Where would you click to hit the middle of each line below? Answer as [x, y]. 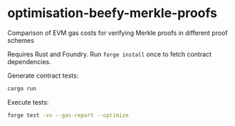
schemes [21, 40]
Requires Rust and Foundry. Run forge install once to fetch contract [110, 54]
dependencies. [29, 61]
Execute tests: [28, 102]
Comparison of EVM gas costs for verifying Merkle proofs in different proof [117, 33]
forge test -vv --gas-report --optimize [68, 115]
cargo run [22, 88]
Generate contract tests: [43, 75]
